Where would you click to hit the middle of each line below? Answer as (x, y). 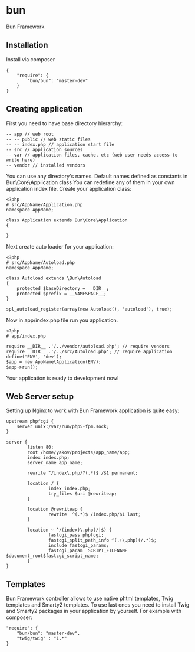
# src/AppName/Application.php (44, 204)
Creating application (44, 109)
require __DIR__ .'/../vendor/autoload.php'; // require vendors (88, 346)
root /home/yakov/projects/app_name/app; (79, 452)
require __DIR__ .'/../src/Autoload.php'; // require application (89, 351)
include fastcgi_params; (79, 546)
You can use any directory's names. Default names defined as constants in (97, 176)
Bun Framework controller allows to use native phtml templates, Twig (90, 599)
